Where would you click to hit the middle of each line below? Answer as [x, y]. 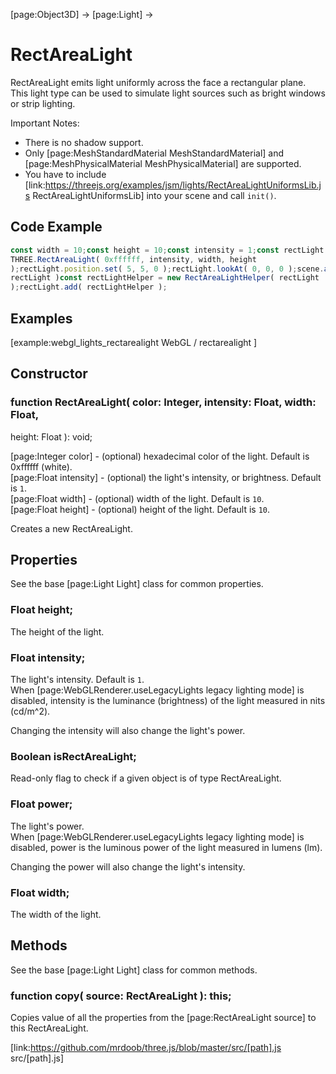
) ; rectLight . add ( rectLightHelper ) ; [89, 287]
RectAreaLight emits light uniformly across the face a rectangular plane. [158, 82]
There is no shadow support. [84, 142]
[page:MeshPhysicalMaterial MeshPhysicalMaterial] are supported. [163, 163]
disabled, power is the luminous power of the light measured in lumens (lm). [166, 847]
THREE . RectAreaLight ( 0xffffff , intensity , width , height [133, 259]
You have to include [65, 174]
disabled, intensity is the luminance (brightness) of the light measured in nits [168, 701]
